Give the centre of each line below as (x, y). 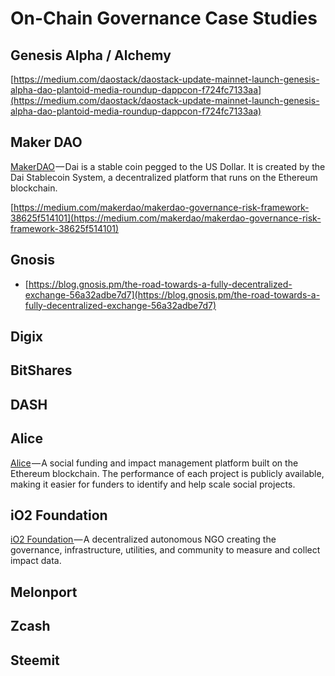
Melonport (44, 592)
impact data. (36, 561)
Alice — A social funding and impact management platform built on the (154, 463)
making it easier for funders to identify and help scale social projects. (153, 484)
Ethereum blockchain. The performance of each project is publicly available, (167, 473)
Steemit (35, 660)
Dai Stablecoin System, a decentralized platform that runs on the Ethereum (164, 177)
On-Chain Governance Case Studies (164, 18)
